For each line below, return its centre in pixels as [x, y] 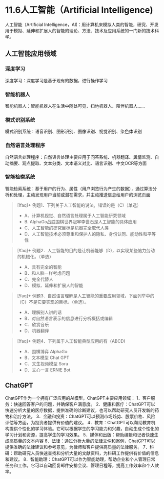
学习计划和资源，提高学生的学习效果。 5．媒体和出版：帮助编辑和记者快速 [80, 434]
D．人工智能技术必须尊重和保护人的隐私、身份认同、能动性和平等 [90, 234]
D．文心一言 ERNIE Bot [47, 370]
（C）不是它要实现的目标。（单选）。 [53, 302]
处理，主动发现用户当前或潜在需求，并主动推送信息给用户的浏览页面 [82, 194]
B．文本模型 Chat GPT [47, 358]
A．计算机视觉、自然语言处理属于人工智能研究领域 [75, 216]
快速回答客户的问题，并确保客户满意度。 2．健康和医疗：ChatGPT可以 [84, 404]
